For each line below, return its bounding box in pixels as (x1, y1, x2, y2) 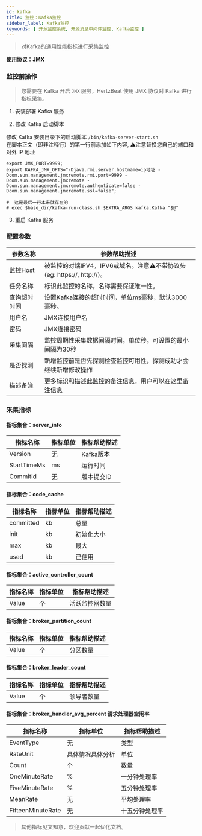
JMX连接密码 (44, 325, 82, 333)
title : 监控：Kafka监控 (6, 14, 61, 21)
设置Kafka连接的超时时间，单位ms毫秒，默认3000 (44, 293, 188, 302)
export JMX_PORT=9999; (6, 160, 63, 166)
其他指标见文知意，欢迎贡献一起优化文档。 (20, 823, 127, 830)
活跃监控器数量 (69, 600, 112, 608)
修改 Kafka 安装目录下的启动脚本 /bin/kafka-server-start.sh (6, 133, 158, 141)
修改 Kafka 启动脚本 (14, 120, 64, 127)
